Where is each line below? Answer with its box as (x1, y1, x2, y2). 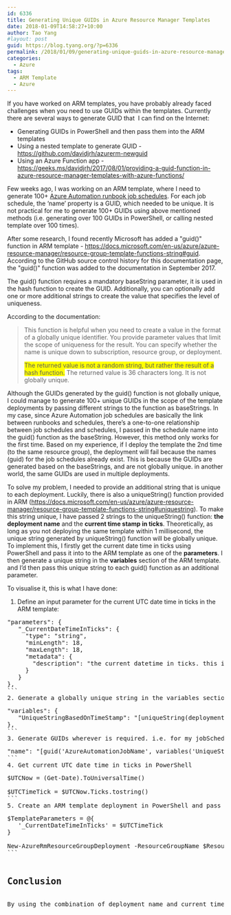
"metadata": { (25, 652, 73, 661)
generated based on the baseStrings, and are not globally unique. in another (7, 462, 223, 471)
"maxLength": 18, (25, 646, 84, 654)
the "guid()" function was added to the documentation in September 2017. (7, 264, 217, 272)
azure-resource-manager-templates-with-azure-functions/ (16, 172, 184, 180)
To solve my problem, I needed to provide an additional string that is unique (7, 483, 221, 491)
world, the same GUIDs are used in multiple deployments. (7, 470, 170, 478)
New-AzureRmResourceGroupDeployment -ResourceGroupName (7, 842, 199, 850)
